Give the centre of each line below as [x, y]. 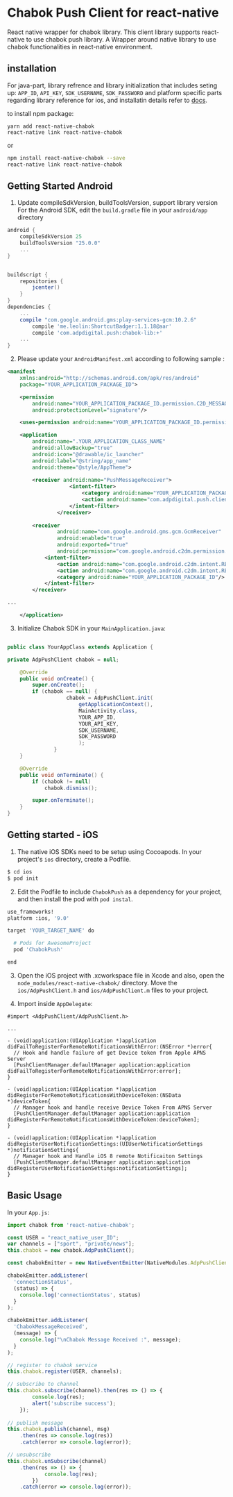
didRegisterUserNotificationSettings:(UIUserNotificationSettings [105, 1144]
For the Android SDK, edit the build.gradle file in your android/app [112, 210]
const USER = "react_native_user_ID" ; [63, 1237]
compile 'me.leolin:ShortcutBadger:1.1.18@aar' [102, 326]
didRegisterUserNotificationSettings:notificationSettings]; [97, 1168]
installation [32, 68]
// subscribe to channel [43, 1384]
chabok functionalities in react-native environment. [80, 47]
